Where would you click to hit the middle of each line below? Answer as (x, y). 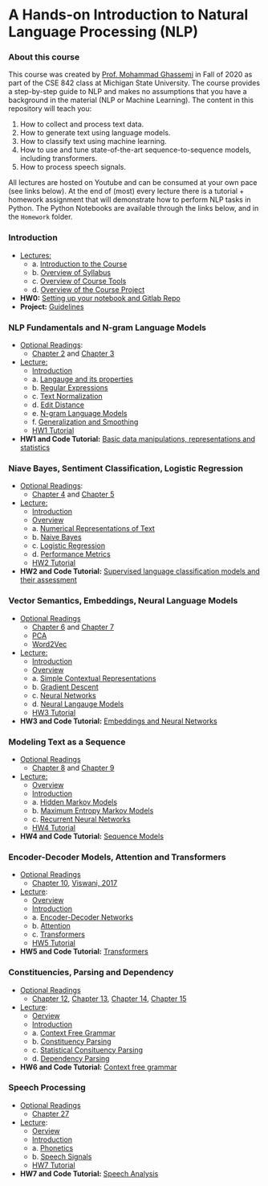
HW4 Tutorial (54, 827)
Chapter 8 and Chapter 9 (73, 768)
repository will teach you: (50, 109)
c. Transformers (59, 934)
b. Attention (51, 926)
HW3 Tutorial (54, 712)
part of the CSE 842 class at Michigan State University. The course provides (134, 83)
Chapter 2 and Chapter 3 (73, 354)
